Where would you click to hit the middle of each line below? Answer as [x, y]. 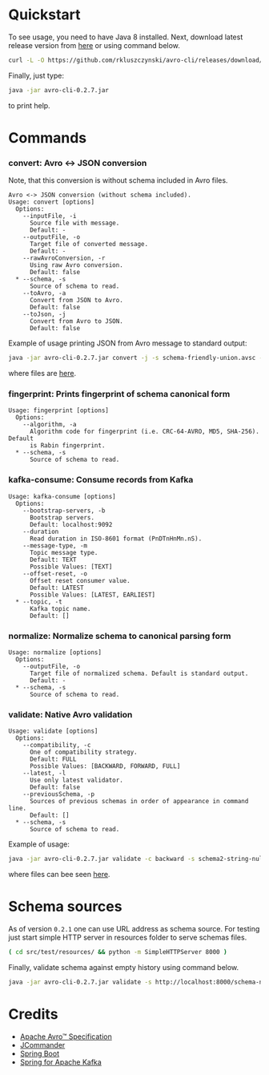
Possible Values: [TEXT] [71, 567]
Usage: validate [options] [53, 731]
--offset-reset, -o [55, 574]
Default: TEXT [53, 560]
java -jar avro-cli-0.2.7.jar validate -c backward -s [102, 859]
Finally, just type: [36, 75]
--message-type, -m [55, 546]
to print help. [29, 105]
